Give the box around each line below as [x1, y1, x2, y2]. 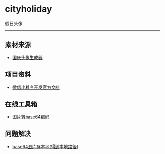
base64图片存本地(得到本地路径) [12, 144, 79, 150]
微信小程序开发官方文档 [12, 84, 60, 90]
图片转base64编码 [12, 114, 50, 120]
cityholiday [5, 3, 52, 15]
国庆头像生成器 [12, 54, 43, 60]
